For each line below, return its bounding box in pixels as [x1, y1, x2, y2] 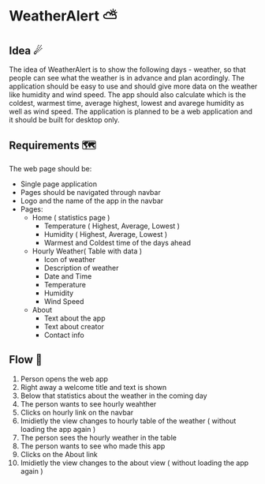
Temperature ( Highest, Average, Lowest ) [43, 221, 181, 231]
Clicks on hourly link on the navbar [20, 407, 134, 417]
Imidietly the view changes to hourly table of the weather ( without [20, 416, 237, 426]
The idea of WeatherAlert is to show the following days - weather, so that [9, 65, 247, 74]
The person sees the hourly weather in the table [20, 433, 177, 442]
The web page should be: [9, 163, 92, 173]
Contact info [43, 330, 85, 340]
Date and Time [43, 271, 92, 281]
